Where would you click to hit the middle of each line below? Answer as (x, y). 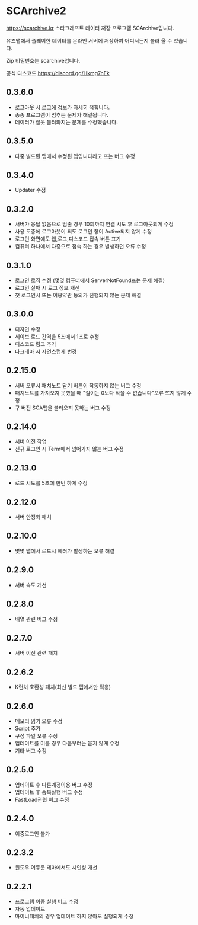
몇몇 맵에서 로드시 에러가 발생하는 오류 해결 (65, 551)
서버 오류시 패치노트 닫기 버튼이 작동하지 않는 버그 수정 (78, 385)
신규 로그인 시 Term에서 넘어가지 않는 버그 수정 (69, 449)
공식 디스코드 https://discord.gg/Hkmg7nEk (58, 73)
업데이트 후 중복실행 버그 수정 (49, 792)
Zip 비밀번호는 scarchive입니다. (43, 60)
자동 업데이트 (30, 909)
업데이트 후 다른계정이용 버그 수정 (54, 785)
